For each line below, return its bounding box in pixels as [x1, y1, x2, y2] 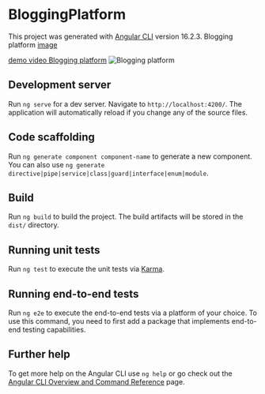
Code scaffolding [8, 130, 95, 144]
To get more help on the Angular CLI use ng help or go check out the [8, 369, 233, 378]
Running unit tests [8, 243, 100, 257]
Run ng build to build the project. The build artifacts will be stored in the [8, 212, 244, 222]
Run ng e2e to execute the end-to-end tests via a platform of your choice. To [8, 308, 258, 317]
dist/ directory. [8, 220, 59, 230]
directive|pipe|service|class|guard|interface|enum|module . [8, 168, 209, 178]
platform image [8, 39, 58, 49]
